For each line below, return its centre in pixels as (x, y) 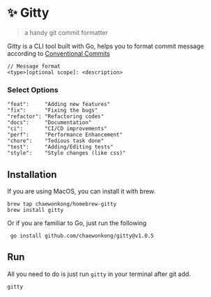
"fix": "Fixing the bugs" (53, 111)
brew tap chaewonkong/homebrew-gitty (62, 204)
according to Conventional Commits (58, 53)
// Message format (34, 66)
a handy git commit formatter (66, 32)
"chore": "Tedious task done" (56, 141)
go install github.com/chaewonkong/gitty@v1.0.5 (82, 236)
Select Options (33, 90)
